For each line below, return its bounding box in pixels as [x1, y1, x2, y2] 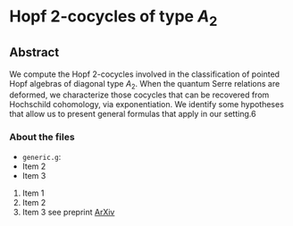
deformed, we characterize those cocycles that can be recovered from [9, 89, 270, 100]
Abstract [9, 45, 60, 60]
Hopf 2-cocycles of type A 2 [9, 6, 218, 29]
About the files [9, 131, 75, 144]
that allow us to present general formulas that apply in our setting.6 [9, 109, 256, 120]
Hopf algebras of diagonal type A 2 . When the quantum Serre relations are [9, 78, 280, 91]
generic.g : [21, 151, 62, 162]
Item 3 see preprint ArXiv [21, 206, 115, 217]
